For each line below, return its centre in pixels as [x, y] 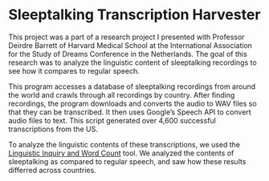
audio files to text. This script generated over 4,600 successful [112, 120]
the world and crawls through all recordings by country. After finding [122, 95]
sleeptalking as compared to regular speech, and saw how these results [127, 161]
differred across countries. [52, 170]
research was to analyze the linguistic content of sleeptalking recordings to [132, 62]
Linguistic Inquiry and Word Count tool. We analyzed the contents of [121, 153]
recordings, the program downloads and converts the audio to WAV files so [132, 103]
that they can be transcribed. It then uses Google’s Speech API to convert [130, 112]
